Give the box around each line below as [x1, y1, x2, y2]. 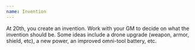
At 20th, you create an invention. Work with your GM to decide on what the [6, 25, 190, 32]
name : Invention [6, 8, 46, 15]
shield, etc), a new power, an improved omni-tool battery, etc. [6, 37, 157, 44]
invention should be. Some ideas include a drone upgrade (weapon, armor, [6, 31, 189, 38]
